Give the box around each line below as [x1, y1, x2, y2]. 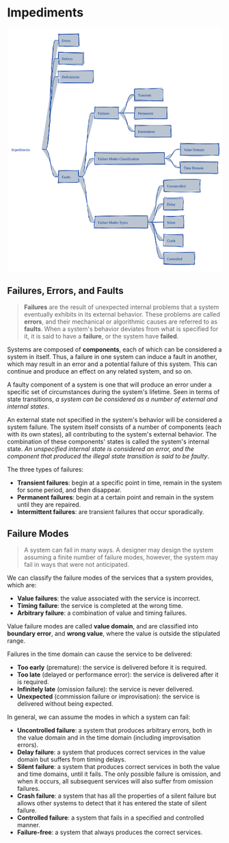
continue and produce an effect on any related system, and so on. [7, 367, 193, 376]
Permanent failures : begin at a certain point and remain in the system [16, 493, 214, 502]
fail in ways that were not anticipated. [23, 561, 130, 569]
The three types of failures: [7, 465, 84, 474]
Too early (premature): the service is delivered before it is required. [16, 663, 207, 672]
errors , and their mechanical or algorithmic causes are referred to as [23, 317, 217, 326]
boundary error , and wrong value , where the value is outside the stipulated [7, 629, 221, 638]
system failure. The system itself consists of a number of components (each [7, 423, 221, 431]
